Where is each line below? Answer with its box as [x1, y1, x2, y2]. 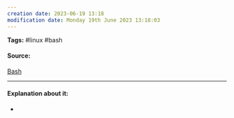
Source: [7, 51, 31, 60]
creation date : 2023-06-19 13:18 [7, 10, 104, 17]
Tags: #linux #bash [7, 35, 63, 44]
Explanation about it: [7, 90, 69, 98]
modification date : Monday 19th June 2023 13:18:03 [7, 17, 160, 24]
